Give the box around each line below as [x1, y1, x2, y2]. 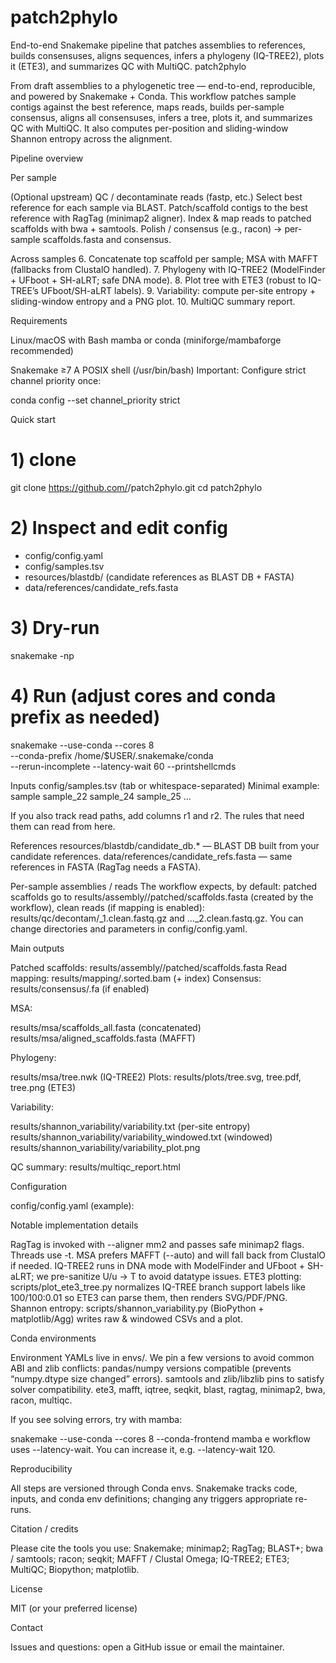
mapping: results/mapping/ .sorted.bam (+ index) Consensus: [10, 972, 262, 984]
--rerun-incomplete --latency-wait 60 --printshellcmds [10, 760, 237, 772]
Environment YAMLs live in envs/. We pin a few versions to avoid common [10, 1351, 315, 1363]
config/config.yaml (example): [10, 1199, 135, 1211]
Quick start [10, 413, 56, 425]
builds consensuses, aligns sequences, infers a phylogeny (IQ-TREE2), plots [10, 49, 325, 61]
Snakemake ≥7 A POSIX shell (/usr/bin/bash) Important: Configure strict [10, 364, 307, 376]
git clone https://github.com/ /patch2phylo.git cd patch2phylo [10, 481, 263, 493]
